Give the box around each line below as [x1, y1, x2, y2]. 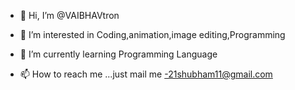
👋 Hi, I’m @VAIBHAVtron [19, 10, 120, 21]
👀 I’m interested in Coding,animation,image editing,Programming [19, 29, 286, 40]
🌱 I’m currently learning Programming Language [19, 48, 218, 60]
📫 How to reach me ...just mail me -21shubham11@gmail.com [19, 68, 273, 80]
